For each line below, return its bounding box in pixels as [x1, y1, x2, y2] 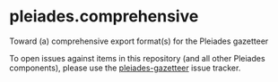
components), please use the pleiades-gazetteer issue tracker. [9, 62, 241, 73]
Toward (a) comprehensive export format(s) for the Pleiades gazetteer [9, 36, 269, 46]
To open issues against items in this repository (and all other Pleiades [9, 53, 266, 63]
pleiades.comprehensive [9, 6, 199, 27]
